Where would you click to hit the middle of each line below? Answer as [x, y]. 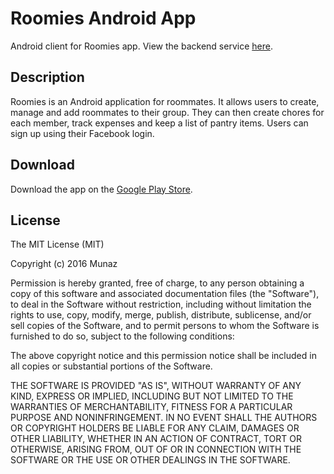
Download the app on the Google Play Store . [101, 189]
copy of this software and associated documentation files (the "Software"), [165, 294]
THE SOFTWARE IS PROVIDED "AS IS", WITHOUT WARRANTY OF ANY [156, 386]
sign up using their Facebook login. [82, 133]
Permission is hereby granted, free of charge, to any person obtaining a [157, 283]
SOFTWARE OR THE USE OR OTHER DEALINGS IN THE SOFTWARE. [150, 460]
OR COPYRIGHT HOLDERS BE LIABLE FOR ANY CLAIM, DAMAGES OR [155, 428]
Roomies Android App [103, 18]
